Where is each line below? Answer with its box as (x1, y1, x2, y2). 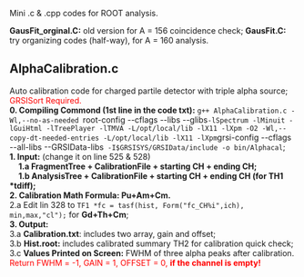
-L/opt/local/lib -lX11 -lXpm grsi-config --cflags (103, 132, 292, 143)
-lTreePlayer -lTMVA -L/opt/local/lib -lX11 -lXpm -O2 (46, 124, 258, 133)
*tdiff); (9, 180, 36, 191)
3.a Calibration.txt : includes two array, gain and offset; (9, 228, 217, 239)
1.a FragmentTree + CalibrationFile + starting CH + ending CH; (17, 161, 258, 172)
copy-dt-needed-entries (9, 134, 100, 143)
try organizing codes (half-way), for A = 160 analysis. (9, 35, 209, 45)
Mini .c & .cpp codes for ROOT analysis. (9, 8, 159, 18)
